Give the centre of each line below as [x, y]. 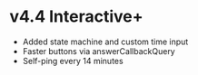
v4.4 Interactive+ [76, 17]
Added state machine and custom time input [105, 42]
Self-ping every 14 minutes [73, 61]
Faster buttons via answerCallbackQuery [99, 51]
